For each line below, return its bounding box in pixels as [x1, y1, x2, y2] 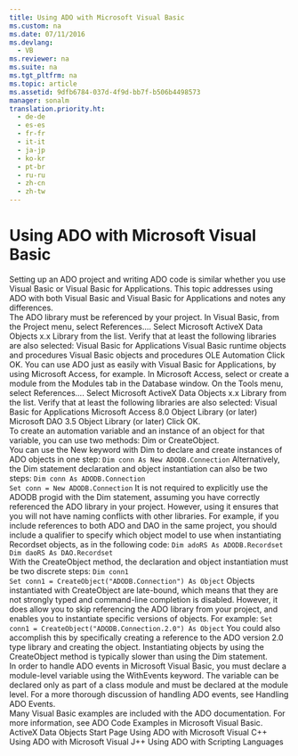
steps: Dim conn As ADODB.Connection [9, 472, 146, 483]
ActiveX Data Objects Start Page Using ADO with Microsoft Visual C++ [9, 727, 268, 737]
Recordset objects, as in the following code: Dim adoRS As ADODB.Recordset [9, 538, 284, 549]
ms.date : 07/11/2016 [9, 29, 86, 38]
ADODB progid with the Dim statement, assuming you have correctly [9, 491, 261, 502]
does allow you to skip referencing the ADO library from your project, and [9, 604, 278, 614]
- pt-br [17, 162, 46, 171]
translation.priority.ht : [9, 104, 105, 113]
